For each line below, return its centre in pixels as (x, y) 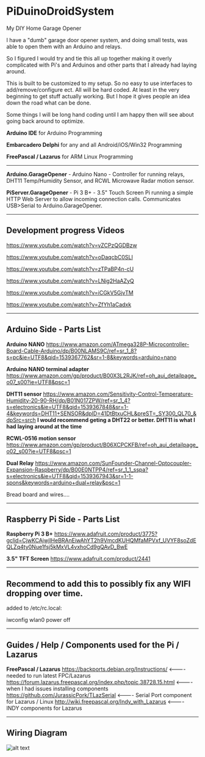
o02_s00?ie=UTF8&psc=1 (39, 451)
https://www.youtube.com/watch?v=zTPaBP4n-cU (70, 269)
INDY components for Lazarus (44, 708)
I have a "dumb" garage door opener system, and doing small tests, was (97, 40)
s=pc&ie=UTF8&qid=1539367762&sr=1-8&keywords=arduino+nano (92, 357)
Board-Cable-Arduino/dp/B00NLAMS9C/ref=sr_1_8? (72, 350)
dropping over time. (45, 593)
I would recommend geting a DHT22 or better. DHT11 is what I (116, 419)
